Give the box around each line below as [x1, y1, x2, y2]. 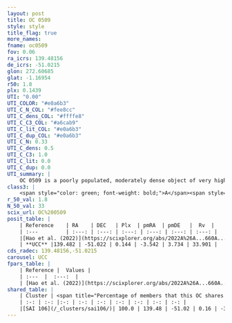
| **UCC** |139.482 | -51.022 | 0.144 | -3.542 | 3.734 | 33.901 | [19, 241, 217, 248]
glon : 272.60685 [7, 68, 54, 75]
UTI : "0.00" [7, 94, 41, 101]
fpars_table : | [7, 260, 51, 267]
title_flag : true [7, 29, 57, 37]
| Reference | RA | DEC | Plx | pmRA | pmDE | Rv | [19, 222, 215, 228]
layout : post [7, 10, 45, 17]
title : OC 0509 [7, 17, 51, 23]
